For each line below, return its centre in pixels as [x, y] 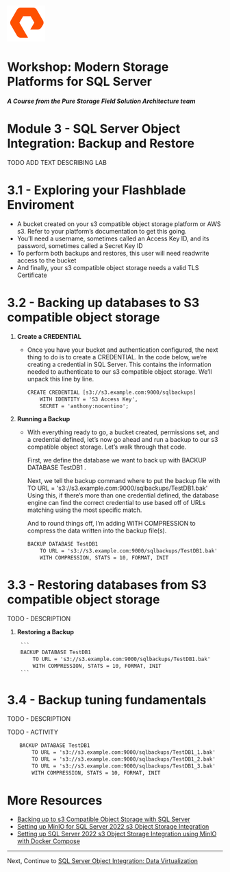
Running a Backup [43, 418]
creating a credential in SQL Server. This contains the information [119, 364]
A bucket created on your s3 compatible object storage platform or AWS [119, 224]
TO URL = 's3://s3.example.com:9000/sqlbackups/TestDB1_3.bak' [124, 766]
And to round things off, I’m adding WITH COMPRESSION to [112, 523]
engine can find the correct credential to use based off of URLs [116, 502]
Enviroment [41, 204]
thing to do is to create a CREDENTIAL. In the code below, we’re [117, 357]
